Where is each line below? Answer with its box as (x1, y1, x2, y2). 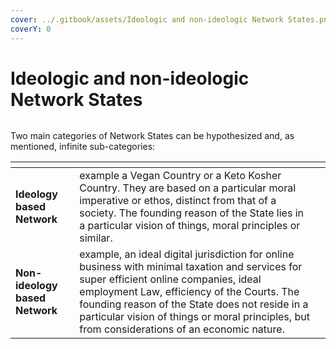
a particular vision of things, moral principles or (79, 219, 301, 233)
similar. (79, 231, 113, 245)
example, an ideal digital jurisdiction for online (79, 247, 295, 261)
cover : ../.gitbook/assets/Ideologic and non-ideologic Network (10, 14, 284, 25)
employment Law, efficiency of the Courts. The (79, 285, 300, 299)
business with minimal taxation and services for (79, 260, 303, 274)
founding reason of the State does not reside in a (79, 297, 309, 311)
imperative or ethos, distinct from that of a (79, 194, 277, 208)
